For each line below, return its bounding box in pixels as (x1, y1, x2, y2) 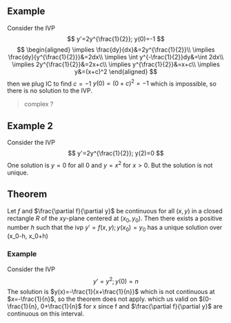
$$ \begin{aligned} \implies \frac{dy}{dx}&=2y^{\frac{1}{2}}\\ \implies (17, 45, 215, 54)
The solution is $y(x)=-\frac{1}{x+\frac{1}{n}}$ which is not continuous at (7, 288, 215, 296)
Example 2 (7, 120, 53, 132)
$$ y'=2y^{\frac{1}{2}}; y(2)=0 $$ (68, 149, 164, 157)
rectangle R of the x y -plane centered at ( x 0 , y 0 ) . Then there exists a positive (7, 214, 223, 224)
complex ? (23, 100, 54, 108)
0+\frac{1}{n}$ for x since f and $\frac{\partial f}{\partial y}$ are (40, 302, 223, 311)
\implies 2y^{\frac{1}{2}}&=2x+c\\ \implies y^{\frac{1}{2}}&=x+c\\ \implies (11, 60, 221, 68)
